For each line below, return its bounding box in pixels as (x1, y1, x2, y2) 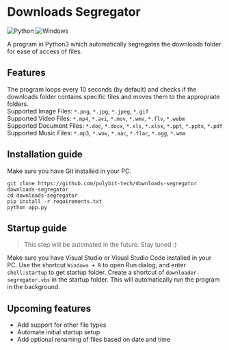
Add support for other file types (16, 321, 107, 329)
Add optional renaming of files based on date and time (16, 336, 171, 344)
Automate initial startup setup (16, 328, 100, 336)
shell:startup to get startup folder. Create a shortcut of (7, 268, 165, 277)
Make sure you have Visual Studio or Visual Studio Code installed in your (7, 254, 212, 262)
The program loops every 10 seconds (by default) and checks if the (7, 85, 197, 93)
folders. (7, 100, 29, 108)
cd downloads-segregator (7, 192, 78, 199)
